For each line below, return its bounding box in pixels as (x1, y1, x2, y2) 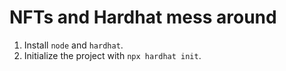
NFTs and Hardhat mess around (9, 6, 277, 29)
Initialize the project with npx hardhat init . (23, 49, 202, 61)
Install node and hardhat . (23, 39, 124, 51)
